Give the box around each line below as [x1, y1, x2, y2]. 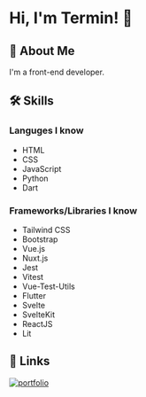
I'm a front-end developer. [9, 66, 104, 77]
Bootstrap [21, 234, 58, 245]
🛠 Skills [9, 93, 55, 109]
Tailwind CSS [21, 224, 71, 235]
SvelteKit [21, 309, 56, 320]
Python [21, 173, 49, 183]
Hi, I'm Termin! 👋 [9, 8, 133, 28]
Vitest [21, 271, 44, 282]
